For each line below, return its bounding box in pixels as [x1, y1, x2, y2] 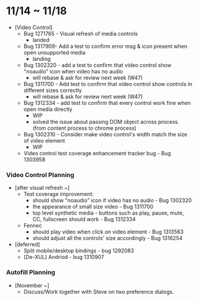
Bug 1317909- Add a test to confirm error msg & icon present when [23, 43, 188, 50]
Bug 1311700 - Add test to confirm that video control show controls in [23, 80, 193, 87]
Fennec [23, 222, 43, 229]
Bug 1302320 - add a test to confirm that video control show [23, 61, 172, 69]
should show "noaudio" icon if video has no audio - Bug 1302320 [32, 197, 192, 204]
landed [32, 36, 50, 43]
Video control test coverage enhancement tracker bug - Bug [23, 149, 171, 156]
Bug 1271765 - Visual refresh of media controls [23, 30, 138, 37]
